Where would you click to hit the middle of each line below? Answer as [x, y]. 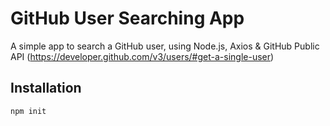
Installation [46, 88]
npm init [28, 111]
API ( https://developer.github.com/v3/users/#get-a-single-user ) [142, 56]
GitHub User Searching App [127, 18]
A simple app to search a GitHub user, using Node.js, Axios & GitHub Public [165, 46]
